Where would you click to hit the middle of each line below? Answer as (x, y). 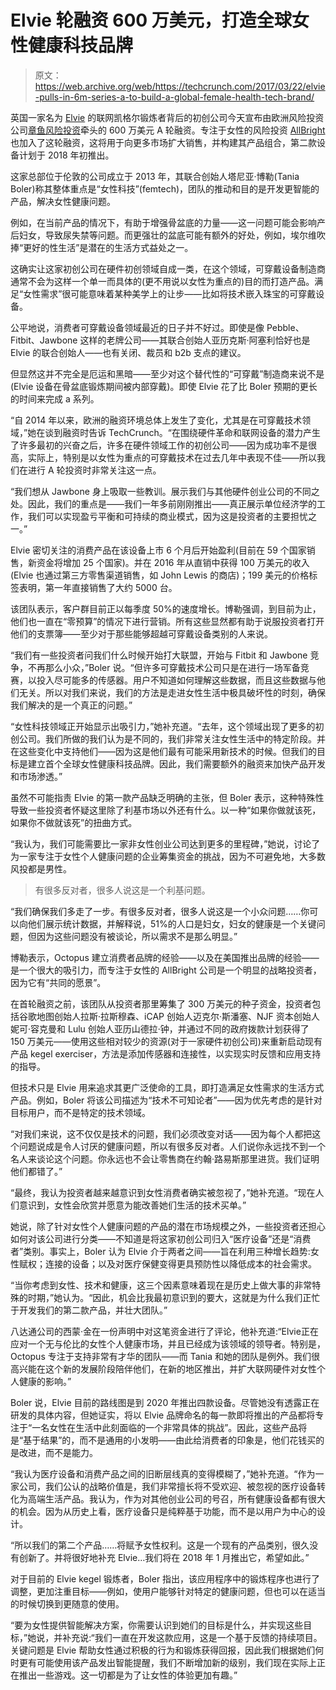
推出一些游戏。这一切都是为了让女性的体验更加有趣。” (128, 1675)
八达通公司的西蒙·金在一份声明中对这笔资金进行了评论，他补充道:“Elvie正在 (164, 1331)
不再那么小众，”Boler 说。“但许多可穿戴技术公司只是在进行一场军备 (164, 667)
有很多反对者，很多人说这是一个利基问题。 (122, 890)
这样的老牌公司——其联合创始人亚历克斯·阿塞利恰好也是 (195, 340)
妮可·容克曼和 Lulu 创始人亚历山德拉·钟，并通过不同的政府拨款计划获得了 (160, 1028)
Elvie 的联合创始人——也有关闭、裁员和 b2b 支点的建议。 (128, 352)
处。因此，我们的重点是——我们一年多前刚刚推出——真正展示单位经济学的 (163, 503)
